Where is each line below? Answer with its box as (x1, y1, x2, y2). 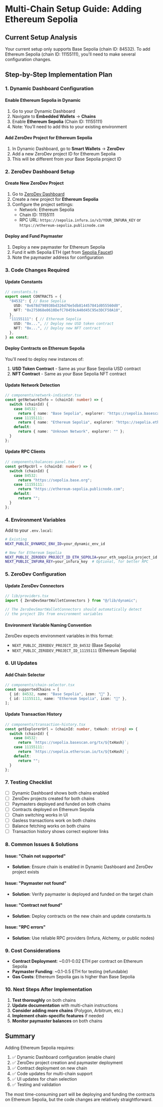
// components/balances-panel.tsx (5, 460, 75, 465)
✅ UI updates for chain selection (12, 1076, 77, 1082)
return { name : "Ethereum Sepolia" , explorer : (17, 420, 114, 425)
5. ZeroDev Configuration (5, 571, 66, 578)
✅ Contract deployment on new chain (12, 1065, 87, 1071)
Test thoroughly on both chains (12, 997, 76, 1003)
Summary (5, 1032, 35, 1040)
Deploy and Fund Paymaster (5, 233, 63, 239)
